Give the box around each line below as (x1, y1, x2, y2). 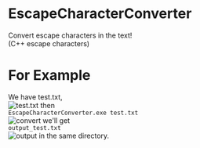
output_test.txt (8, 124, 61, 132)
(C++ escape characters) (8, 38, 90, 48)
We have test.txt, (8, 92, 63, 102)
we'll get (42, 115, 71, 125)
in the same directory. (38, 131, 110, 140)
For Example (8, 67, 91, 85)
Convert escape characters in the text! (8, 31, 133, 40)
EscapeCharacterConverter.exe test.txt (8, 109, 139, 117)
